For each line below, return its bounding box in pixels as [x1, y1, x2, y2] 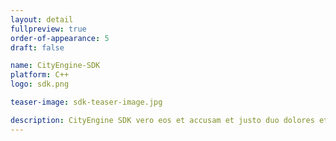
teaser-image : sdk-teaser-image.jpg [10, 97, 163, 107]
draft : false [10, 42, 65, 53]
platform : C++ [10, 70, 70, 80]
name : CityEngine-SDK [10, 61, 101, 71]
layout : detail [10, 14, 74, 25]
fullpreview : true [10, 24, 87, 34]
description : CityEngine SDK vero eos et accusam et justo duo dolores [10, 115, 315, 125]
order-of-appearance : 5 [10, 33, 110, 43]
